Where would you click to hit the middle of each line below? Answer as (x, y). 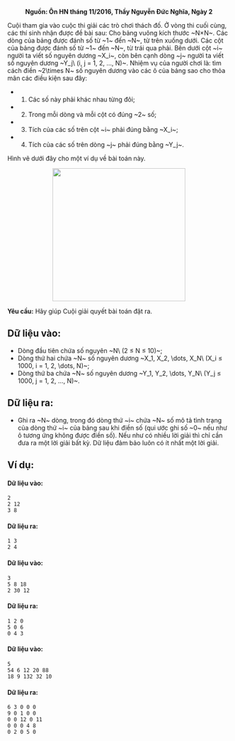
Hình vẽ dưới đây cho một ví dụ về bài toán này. (77, 158)
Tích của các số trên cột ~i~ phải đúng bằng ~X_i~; (103, 129)
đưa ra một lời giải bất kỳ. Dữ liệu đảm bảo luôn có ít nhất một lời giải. (118, 442)
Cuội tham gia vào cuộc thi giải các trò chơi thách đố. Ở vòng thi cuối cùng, (117, 25)
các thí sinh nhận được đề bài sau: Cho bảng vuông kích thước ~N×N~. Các (118, 33)
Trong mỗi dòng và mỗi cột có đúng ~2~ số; (92, 115)
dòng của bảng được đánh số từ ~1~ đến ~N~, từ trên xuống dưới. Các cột (116, 40)
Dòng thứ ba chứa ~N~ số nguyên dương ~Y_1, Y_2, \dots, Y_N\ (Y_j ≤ (119, 373)
